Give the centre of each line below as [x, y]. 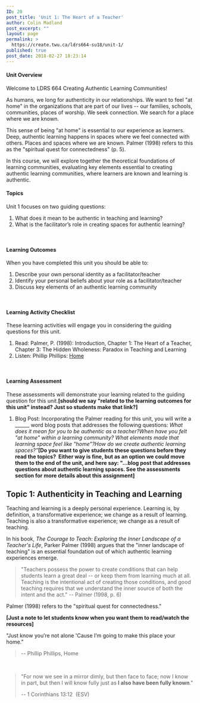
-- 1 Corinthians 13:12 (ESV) [55, 695]
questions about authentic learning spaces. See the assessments [97, 469]
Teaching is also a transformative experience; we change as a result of [93, 521]
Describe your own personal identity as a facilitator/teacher [87, 274]
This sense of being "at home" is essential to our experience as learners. [95, 130]
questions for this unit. [34, 332]
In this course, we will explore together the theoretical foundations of [91, 161]
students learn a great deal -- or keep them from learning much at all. [106, 576]
